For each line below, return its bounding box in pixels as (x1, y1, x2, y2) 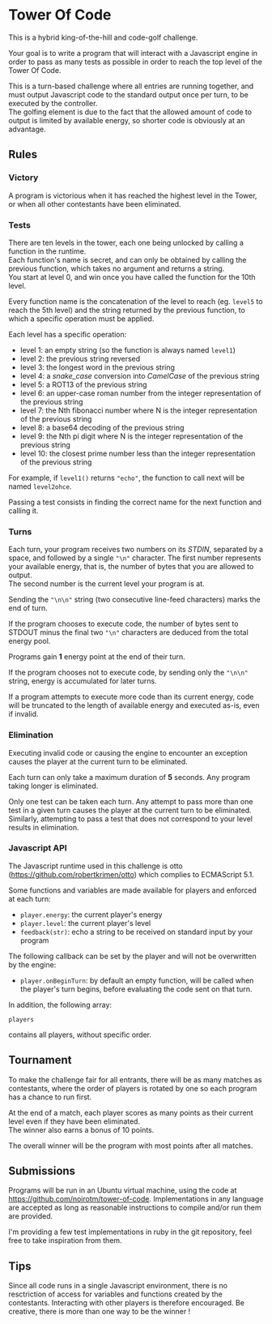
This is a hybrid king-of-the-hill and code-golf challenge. (8, 32, 198, 42)
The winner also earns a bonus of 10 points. (8, 1125, 155, 1134)
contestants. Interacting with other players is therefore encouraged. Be (8, 1298, 245, 1308)
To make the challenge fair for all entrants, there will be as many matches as (8, 1074, 262, 1084)
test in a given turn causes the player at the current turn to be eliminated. (8, 805, 253, 815)
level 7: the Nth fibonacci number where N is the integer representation (19, 405, 257, 415)
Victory (8, 172, 39, 183)
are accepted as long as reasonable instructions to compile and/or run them (8, 1202, 261, 1213)
